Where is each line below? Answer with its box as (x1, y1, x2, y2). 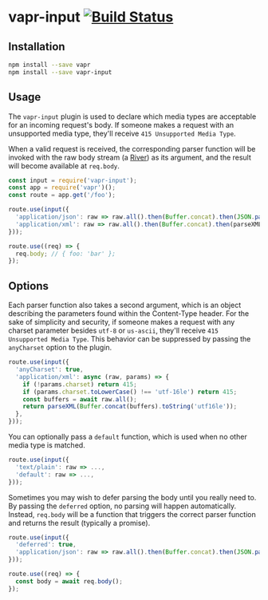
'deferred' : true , (15, 541, 77, 549)
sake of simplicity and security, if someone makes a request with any (8, 318, 235, 327)
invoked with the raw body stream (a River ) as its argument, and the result (8, 152, 251, 162)
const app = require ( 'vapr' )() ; (8, 184, 116, 191)
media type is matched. (8, 440, 85, 450)
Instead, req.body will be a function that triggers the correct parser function (8, 509, 257, 519)
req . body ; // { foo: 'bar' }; (15, 250, 116, 258)
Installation (8, 40, 65, 53)
